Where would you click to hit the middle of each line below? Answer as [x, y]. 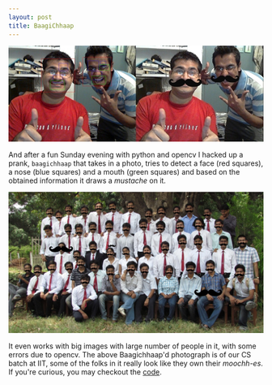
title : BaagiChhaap [41, 26]
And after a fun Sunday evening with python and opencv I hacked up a [126, 154]
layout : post [30, 17]
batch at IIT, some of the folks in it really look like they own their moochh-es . [136, 363]
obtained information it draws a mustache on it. [87, 180]
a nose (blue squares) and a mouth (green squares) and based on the [124, 171]
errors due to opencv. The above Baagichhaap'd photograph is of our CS [130, 354]
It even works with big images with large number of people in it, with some [132, 346]
